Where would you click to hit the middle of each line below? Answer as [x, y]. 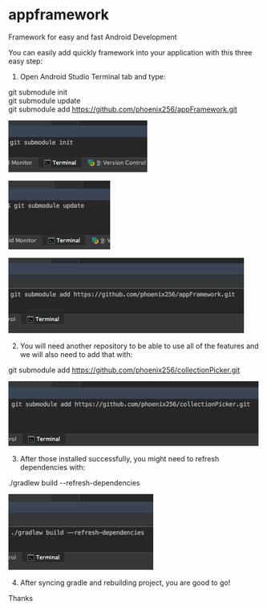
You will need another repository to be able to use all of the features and [139, 346]
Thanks [21, 598]
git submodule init [38, 92]
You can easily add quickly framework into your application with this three [130, 52]
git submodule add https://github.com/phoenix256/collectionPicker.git [124, 370]
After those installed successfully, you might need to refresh [119, 458]
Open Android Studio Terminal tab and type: [93, 76]
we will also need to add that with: [76, 354]
